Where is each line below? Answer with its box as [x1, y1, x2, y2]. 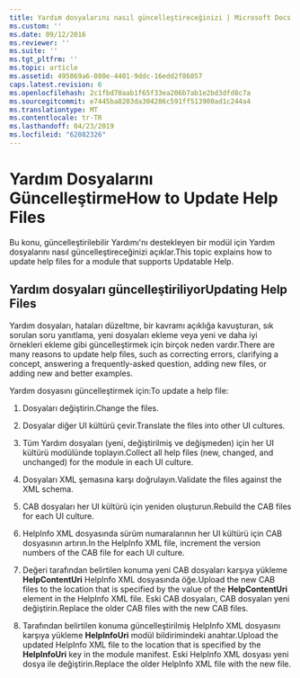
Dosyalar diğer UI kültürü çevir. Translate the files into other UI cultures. [22, 420, 286, 431]
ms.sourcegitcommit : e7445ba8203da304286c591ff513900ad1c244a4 [9, 96, 251, 106]
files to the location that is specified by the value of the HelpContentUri [22, 584, 288, 594]
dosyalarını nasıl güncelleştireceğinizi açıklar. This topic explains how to [9, 246, 272, 257]
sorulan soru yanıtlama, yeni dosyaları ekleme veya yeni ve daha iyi [9, 329, 258, 340]
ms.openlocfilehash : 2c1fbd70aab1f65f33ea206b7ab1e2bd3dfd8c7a [9, 88, 251, 97]
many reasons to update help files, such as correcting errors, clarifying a [9, 348, 278, 360]
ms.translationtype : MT [9, 105, 99, 114]
